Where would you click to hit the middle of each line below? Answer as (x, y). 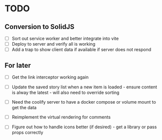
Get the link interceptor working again (50, 77)
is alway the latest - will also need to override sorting (65, 93)
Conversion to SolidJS (40, 27)
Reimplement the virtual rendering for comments (61, 117)
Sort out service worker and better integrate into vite (65, 38)
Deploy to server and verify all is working (54, 44)
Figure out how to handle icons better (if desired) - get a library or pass (84, 127)
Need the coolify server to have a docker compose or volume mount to (84, 102)
